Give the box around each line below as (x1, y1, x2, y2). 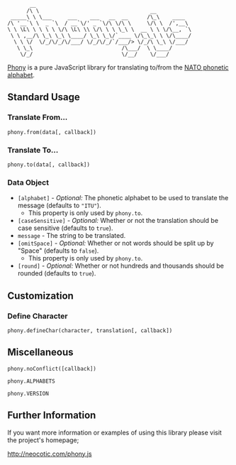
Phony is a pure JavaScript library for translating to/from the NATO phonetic (7, 63, 229, 72)
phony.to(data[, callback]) (7, 161, 91, 168)
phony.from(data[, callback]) (7, 128, 97, 136)
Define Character (7, 311, 69, 321)
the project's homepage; (7, 435, 79, 444)
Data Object (7, 177, 50, 187)
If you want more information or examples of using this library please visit (7, 428, 222, 437)
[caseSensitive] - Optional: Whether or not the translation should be (17, 217, 218, 225)
